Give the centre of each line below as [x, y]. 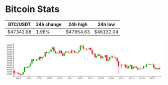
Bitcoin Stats [32, 9]
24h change [49, 24]
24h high [78, 24]
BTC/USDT [20, 24]
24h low [106, 24]
